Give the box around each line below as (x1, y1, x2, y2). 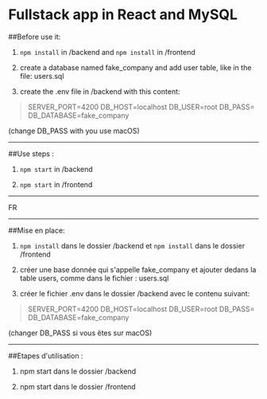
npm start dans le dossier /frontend (19, 381, 137, 391)
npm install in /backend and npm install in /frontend (19, 47, 196, 57)
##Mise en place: (8, 225, 65, 235)
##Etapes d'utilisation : (8, 350, 83, 360)
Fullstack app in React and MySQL (8, 6, 238, 24)
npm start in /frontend (19, 179, 93, 189)
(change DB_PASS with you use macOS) (8, 126, 141, 135)
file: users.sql (19, 71, 64, 80)
